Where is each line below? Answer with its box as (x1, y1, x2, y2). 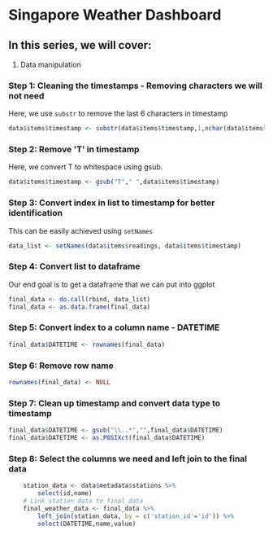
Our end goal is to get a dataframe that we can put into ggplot (8, 279, 215, 289)
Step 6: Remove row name (8, 360, 114, 371)
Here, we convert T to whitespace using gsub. (8, 162, 163, 172)
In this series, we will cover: (8, 38, 152, 52)
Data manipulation (19, 59, 81, 69)
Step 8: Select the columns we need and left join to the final (8, 453, 248, 464)
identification (8, 208, 63, 219)
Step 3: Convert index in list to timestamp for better (8, 197, 215, 208)
